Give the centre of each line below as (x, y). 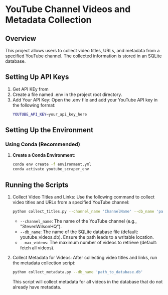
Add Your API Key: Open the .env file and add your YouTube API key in (85, 100)
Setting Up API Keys (37, 77)
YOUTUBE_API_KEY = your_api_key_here (50, 114)
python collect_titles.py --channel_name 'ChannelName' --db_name (83, 211)
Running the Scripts (37, 185)
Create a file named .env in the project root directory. (67, 94)
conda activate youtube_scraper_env (51, 169)
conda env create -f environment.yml (52, 164)
